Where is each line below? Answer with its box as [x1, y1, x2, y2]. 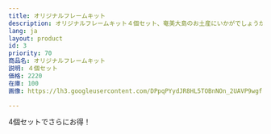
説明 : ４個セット [8, 65, 58, 73]
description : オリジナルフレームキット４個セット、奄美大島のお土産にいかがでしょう [8, 19, 260, 27]
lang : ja [8, 27, 38, 35]
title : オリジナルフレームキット [8, 11, 106, 20]
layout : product [8, 34, 63, 43]
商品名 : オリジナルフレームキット [8, 57, 106, 65]
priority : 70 [8, 49, 52, 57]
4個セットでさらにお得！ [8, 117, 91, 127]
